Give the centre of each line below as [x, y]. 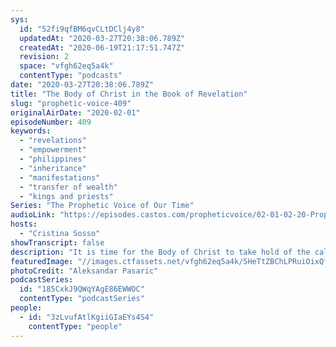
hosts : [24, 224]
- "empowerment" [53, 150]
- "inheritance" [53, 168]
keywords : [31, 131]
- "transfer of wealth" [68, 187]
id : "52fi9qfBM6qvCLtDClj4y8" [82, 29]
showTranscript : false [57, 242]
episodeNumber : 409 [51, 122]
